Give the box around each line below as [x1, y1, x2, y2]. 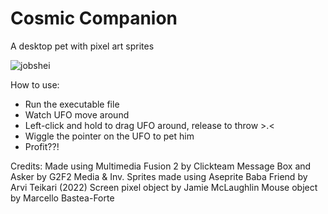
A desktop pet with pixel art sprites [10, 40, 155, 52]
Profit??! [24, 140, 60, 152]
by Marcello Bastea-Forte [10, 192, 115, 204]
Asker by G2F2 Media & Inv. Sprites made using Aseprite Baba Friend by [10, 170, 308, 182]
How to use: [10, 78, 60, 91]
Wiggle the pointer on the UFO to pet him [24, 130, 195, 142]
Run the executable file [24, 98, 120, 110]
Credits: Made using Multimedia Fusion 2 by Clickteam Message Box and [10, 160, 312, 172]
